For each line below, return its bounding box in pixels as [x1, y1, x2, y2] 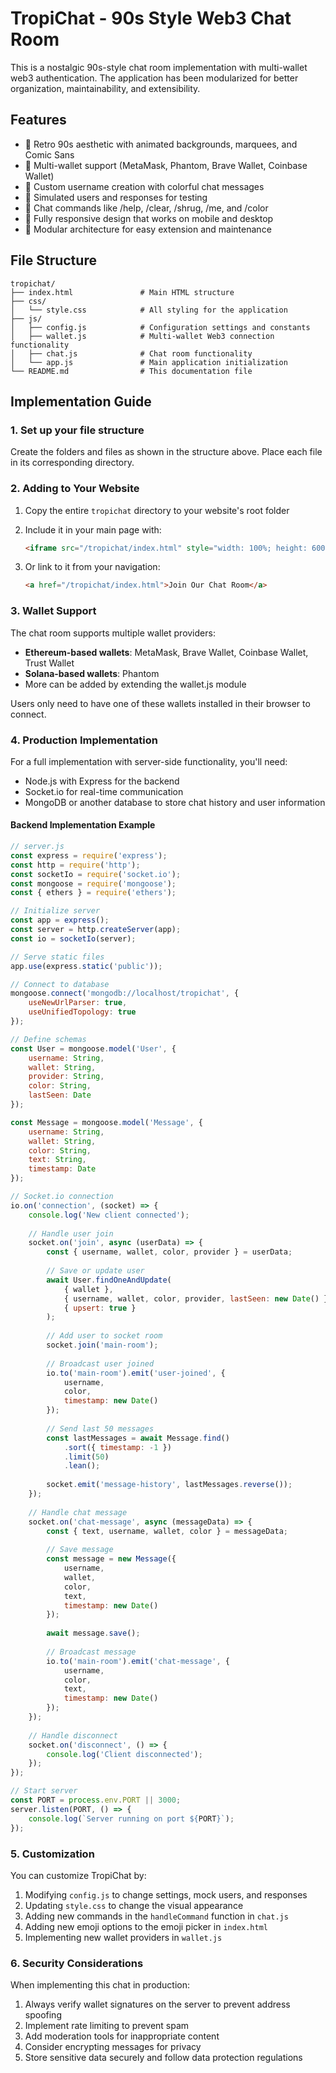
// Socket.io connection [10, 1192, 114, 1202]
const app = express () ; [10, 915, 110, 926]
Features [10, 112, 67, 129]
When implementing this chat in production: [10, 1979, 191, 1991]
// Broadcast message [46, 1647, 137, 1657]
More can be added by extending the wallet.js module [24, 678, 247, 690]
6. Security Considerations [10, 1956, 144, 1970]
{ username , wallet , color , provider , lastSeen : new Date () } [63, 1293, 329, 1304]
